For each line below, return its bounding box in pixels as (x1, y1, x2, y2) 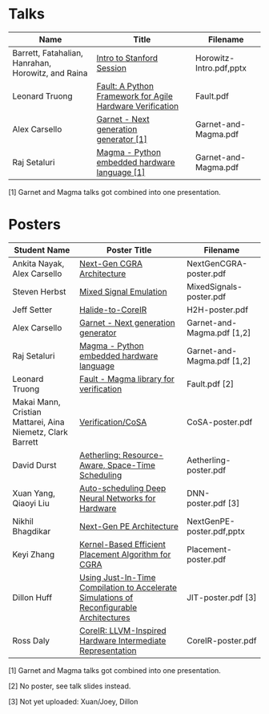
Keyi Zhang (12, 549, 55, 560)
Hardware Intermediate (79, 635, 167, 646)
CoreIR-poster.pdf (187, 635, 257, 646)
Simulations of (79, 591, 134, 602)
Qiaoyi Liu (12, 497, 50, 509)
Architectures (79, 611, 130, 623)
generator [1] (96, 133, 147, 144)
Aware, (79, 459, 106, 470)
